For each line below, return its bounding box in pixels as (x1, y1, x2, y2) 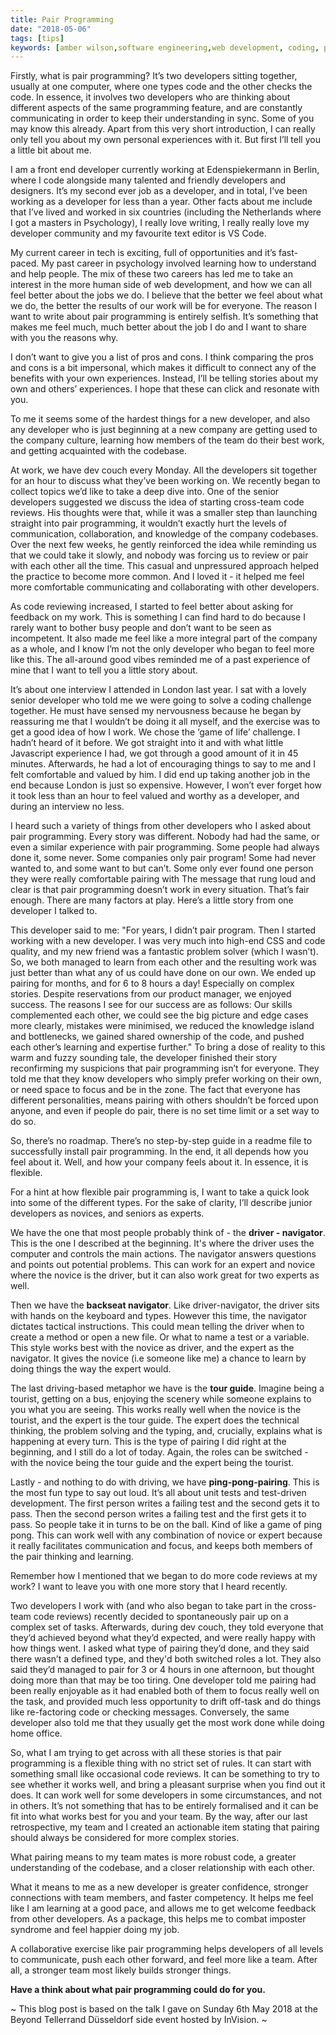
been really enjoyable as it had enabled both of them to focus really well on (10, 1685, 320, 1697)
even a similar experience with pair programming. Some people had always (10, 841, 320, 853)
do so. (10, 1116, 37, 1128)
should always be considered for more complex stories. (10, 1832, 240, 1844)
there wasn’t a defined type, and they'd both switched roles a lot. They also (10, 1653, 322, 1665)
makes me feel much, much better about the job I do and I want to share (10, 321, 307, 333)
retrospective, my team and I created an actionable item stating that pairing (10, 1821, 320, 1833)
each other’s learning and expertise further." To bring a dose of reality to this (10, 1041, 326, 1053)
